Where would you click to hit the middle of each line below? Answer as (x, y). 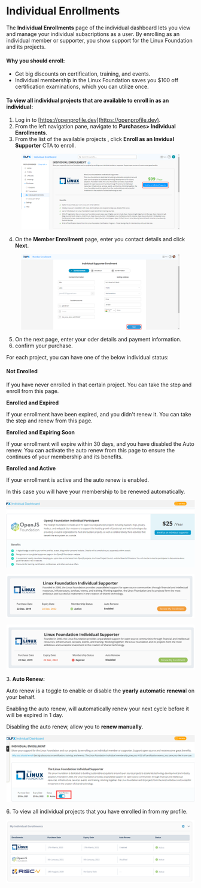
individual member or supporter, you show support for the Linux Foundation (99, 40)
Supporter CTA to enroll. (45, 146)
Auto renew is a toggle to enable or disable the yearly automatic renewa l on (100, 691)
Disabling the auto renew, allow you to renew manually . (75, 727)
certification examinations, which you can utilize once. (82, 87)
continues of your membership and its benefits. (65, 457)
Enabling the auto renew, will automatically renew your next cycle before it (98, 709)
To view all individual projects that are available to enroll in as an (88, 100)
